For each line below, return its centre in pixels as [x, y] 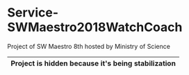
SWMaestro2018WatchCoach [95, 27]
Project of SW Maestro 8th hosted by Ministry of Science [89, 46]
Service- [33, 13]
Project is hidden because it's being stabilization [93, 63]
